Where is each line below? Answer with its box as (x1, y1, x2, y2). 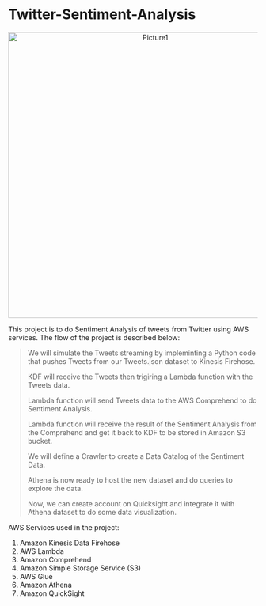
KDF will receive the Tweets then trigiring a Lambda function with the (27, 372, 253, 381)
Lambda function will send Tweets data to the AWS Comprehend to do (27, 396, 257, 405)
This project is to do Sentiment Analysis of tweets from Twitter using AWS (8, 324, 249, 334)
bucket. (27, 436, 53, 445)
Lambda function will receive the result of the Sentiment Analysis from (27, 419, 257, 429)
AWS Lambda (19, 546, 65, 555)
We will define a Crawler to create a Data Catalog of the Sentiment (27, 451, 245, 460)
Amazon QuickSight (19, 588, 85, 598)
